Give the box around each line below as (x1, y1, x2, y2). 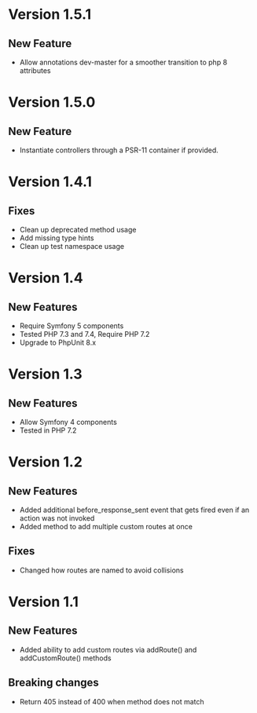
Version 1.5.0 (8, 93, 96, 112)
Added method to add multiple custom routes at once (19, 522, 193, 531)
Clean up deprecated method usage (19, 225, 137, 234)
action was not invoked (19, 514, 95, 523)
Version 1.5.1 (8, 5, 92, 24)
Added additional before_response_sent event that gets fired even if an (19, 505, 250, 514)
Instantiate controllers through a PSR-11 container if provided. (19, 145, 218, 155)
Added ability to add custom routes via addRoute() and (19, 645, 197, 654)
